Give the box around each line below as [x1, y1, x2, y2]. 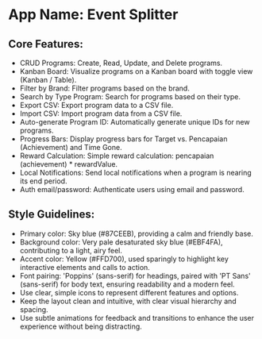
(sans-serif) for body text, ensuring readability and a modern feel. [19, 279, 236, 289]
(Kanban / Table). [19, 75, 77, 84]
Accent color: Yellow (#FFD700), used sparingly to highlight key [19, 254, 229, 264]
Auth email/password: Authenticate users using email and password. [19, 185, 245, 194]
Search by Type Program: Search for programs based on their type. [19, 92, 241, 101]
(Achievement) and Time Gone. [19, 143, 122, 152]
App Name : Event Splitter [8, 6, 179, 24]
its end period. [19, 176, 67, 186]
